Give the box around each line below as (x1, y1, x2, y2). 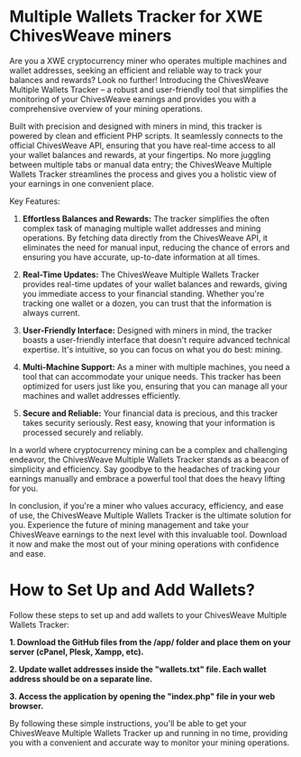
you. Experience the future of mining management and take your (9, 519, 250, 530)
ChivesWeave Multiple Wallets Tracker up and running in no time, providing (9, 727, 288, 738)
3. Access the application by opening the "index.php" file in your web (9, 690, 276, 701)
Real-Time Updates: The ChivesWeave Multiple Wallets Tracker (22, 269, 260, 280)
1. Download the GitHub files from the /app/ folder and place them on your (9, 636, 291, 647)
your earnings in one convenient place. (9, 178, 155, 189)
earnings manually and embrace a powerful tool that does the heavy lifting (9, 473, 286, 484)
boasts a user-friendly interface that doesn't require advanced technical (22, 334, 290, 345)
